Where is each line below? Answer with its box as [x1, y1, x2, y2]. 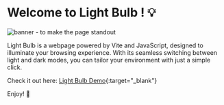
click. [7, 63, 23, 71]
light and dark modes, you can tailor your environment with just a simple [7, 56, 211, 64]
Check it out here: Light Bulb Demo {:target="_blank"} [7, 76, 158, 84]
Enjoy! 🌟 [7, 89, 31, 97]
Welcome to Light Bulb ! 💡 [7, 5, 156, 21]
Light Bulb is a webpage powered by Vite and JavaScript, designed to [7, 41, 203, 49]
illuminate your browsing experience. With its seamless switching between [7, 48, 218, 56]
